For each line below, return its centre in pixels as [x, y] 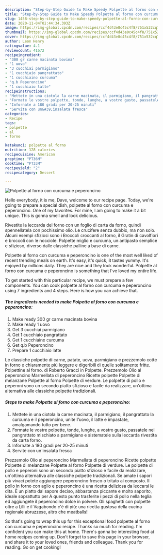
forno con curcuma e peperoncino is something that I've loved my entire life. [81, 271]
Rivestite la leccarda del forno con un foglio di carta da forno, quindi [73, 225]
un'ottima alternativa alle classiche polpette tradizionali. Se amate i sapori [78, 476]
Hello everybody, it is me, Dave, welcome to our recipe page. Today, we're [79, 200]
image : [12, 28]
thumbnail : [16, 32]
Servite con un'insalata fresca [42, 451]
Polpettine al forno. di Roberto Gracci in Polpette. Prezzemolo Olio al [73, 370]
